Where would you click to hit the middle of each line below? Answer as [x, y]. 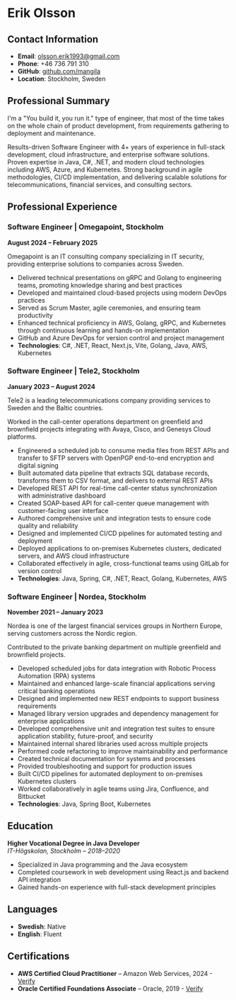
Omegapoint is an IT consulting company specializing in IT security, [106, 256]
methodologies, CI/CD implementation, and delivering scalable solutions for [117, 177]
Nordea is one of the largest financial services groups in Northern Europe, [115, 626]
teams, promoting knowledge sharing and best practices [100, 285]
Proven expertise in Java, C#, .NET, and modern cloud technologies [106, 162]
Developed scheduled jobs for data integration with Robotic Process [117, 668]
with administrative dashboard [61, 495]
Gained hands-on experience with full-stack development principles [117, 887]
